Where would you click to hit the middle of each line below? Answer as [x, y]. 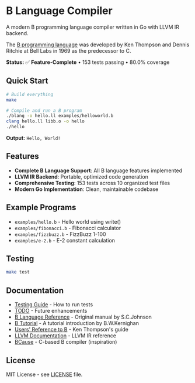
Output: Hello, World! [33, 138]
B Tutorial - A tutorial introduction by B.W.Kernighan [76, 323]
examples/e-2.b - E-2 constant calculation [65, 240]
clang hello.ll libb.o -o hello [45, 121]
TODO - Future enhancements [51, 311]
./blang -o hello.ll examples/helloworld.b [60, 116]
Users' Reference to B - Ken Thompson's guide [71, 330]
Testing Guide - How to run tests [54, 305]
